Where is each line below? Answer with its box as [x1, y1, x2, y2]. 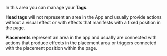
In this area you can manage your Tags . [5, 5, 88, 10]
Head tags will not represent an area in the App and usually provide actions [5, 14, 162, 20]
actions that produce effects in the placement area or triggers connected [5, 40, 157, 46]
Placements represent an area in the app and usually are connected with [5, 35, 157, 40]
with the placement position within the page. [5, 45, 97, 51]
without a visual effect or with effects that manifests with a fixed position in [5, 20, 161, 25]
